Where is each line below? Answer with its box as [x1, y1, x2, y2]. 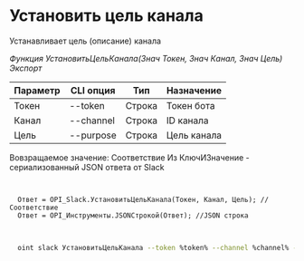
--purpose [69, 129, 118, 141]
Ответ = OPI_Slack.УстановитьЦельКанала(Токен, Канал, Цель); [17, 195, 257, 204]
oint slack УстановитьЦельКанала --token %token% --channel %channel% [17, 243, 290, 252]
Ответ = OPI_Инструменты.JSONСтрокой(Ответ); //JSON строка [17, 210, 249, 220]
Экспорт [9, 63, 43, 73]
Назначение [166, 83, 223, 96]
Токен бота [166, 99, 215, 111]
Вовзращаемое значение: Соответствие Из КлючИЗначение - [9, 151, 251, 163]
